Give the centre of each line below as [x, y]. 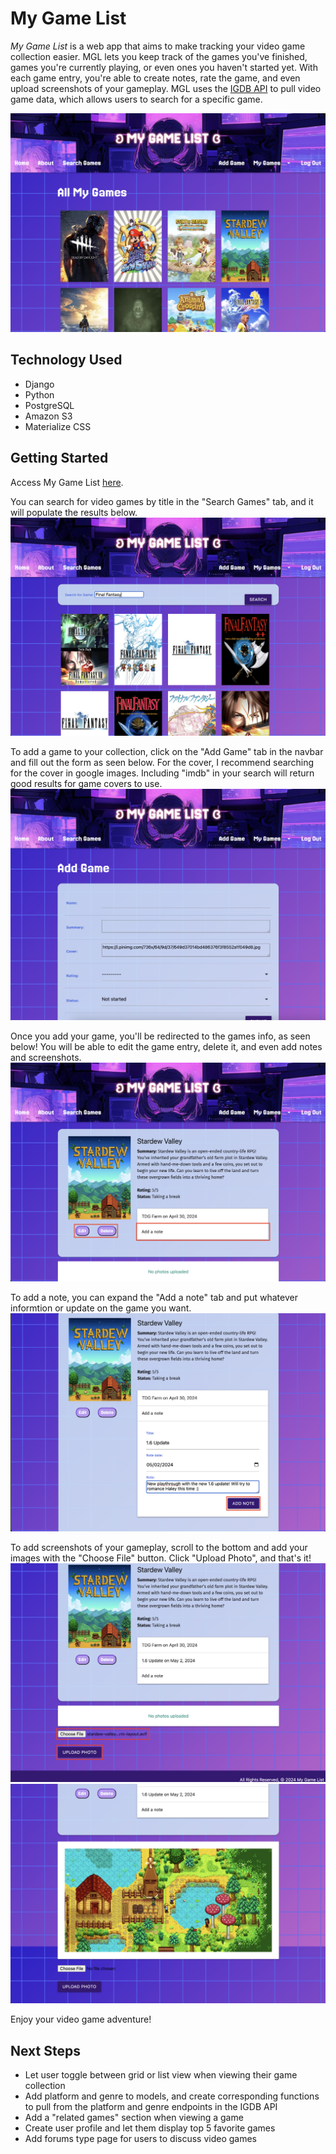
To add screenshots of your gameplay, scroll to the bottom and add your [159, 1547]
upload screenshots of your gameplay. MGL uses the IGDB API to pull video [166, 88]
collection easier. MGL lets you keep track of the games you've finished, [159, 56]
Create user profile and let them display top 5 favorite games [150, 2128]
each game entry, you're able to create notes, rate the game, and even [155, 78]
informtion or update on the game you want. [101, 1308]
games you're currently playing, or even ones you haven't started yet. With [164, 67]
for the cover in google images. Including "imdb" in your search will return [162, 773]
